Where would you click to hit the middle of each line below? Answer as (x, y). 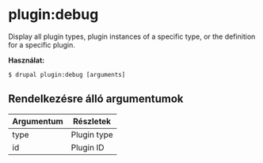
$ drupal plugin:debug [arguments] (67, 74)
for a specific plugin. (42, 44)
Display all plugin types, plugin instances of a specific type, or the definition (132, 36)
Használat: (27, 60)
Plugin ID (88, 147)
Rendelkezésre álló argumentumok (96, 99)
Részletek (92, 121)
